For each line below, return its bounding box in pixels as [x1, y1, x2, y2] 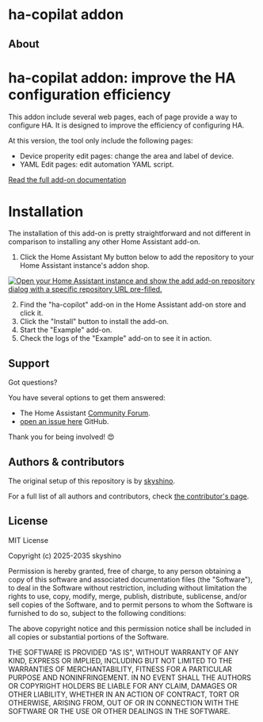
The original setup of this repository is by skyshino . [8, 476, 176, 486]
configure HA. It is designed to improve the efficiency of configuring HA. [8, 120, 245, 130]
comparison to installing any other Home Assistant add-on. [8, 237, 200, 246]
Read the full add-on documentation [8, 174, 127, 184]
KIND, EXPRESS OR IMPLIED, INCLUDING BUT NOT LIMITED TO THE [8, 655, 233, 665]
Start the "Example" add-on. [19, 325, 112, 334]
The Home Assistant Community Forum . [19, 408, 151, 418]
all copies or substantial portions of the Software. [8, 632, 169, 641]
